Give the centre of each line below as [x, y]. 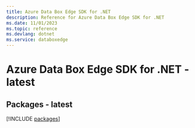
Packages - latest [39, 104]
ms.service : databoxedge [37, 40]
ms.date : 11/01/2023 [32, 23]
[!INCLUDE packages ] [33, 119]
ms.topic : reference [32, 29]
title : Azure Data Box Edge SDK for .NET [59, 12]
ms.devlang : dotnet [31, 34]
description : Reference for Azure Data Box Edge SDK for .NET [85, 17]
